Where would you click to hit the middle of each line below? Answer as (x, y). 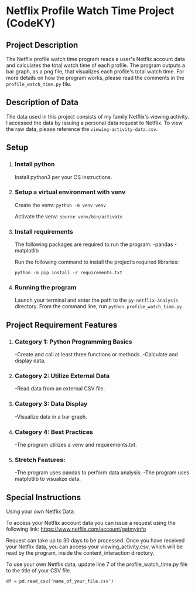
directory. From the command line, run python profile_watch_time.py (98, 306)
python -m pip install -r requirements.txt (69, 273)
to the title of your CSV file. (39, 571)
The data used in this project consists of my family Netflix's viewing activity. (97, 116)
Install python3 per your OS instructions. (63, 177)
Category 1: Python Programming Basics (73, 342)
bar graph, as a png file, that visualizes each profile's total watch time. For (95, 71)
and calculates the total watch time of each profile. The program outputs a (96, 65)
